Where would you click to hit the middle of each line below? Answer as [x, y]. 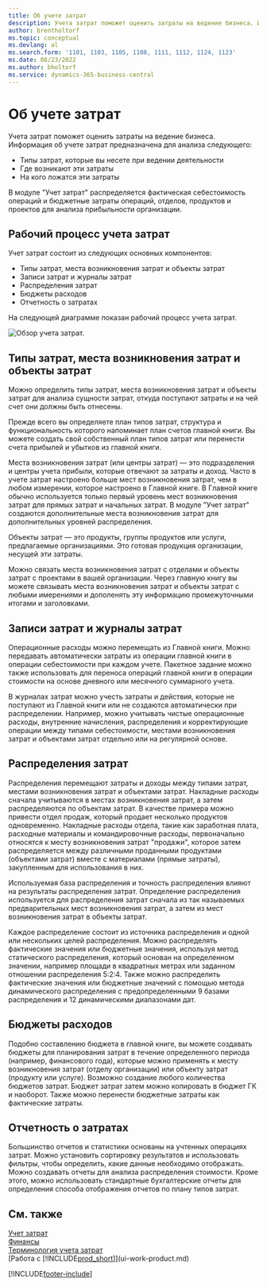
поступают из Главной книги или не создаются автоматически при [122, 705]
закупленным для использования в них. [76, 867]
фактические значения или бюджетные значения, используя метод [123, 949]
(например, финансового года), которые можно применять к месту [123, 1060]
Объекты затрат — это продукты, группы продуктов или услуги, [117, 537]
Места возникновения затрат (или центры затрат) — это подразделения [132, 463]
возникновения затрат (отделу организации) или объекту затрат [118, 1069]
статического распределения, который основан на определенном [121, 957]
